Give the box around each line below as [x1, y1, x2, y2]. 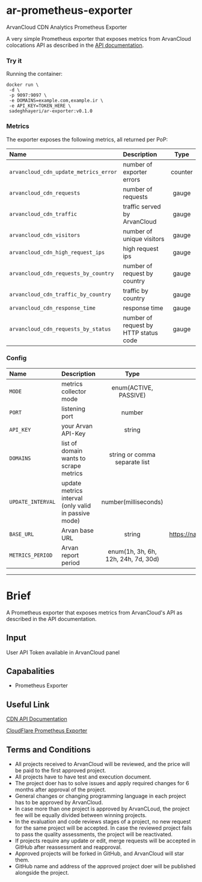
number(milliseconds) [101, 497, 164, 506]
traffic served [123, 202, 161, 210]
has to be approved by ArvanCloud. [14, 799, 103, 806]
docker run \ [6, 82, 39, 88]
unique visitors [123, 234, 165, 243]
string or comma [109, 450, 156, 459]
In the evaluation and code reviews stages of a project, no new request [14, 818, 191, 825]
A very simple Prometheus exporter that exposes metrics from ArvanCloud [6, 35, 191, 42]
